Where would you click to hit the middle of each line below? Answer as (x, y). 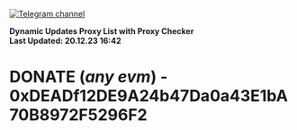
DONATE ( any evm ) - (89, 77)
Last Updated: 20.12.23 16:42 (65, 41)
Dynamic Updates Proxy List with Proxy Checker (102, 31)
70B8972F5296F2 (78, 115)
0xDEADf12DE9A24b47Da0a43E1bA (148, 96)
